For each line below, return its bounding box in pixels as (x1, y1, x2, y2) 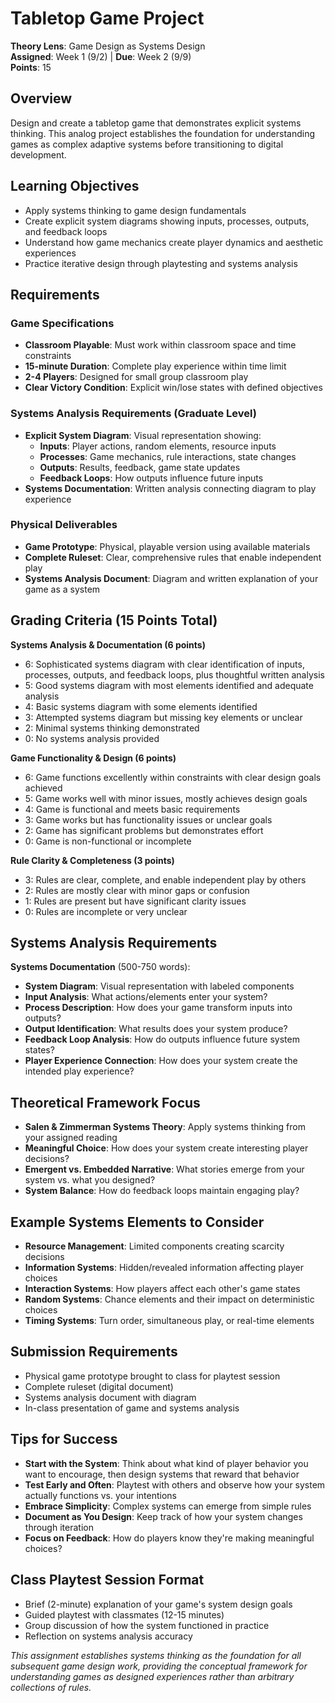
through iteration (24, 1521, 94, 1533)
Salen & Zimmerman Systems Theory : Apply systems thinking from (24, 1121, 306, 1133)
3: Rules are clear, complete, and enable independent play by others (24, 873, 307, 886)
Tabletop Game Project (10, 7, 205, 30)
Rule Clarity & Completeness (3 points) (10, 854, 175, 866)
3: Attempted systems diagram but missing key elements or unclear (24, 711, 303, 723)
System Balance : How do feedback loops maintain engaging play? (24, 1185, 300, 1197)
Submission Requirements (10, 1343, 178, 1361)
